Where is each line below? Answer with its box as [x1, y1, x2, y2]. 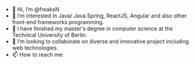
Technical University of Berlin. [12, 31, 88, 39]
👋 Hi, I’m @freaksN [12, 6, 59, 13]
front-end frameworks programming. [12, 19, 104, 25]
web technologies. [12, 44, 59, 51]
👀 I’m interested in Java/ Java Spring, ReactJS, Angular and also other [12, 12, 187, 19]
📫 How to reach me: [12, 51, 64, 58]
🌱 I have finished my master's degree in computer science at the [12, 25, 173, 32]
